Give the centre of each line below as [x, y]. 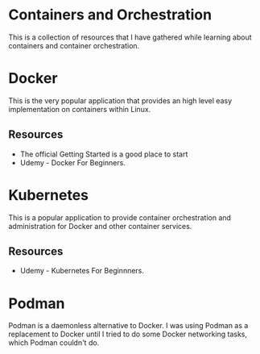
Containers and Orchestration [110, 15]
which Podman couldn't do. [54, 343]
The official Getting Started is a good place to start [104, 154]
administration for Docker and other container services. [100, 226]
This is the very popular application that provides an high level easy [120, 100]
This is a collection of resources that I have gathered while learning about [130, 37]
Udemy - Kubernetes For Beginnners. [82, 271]
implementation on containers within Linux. [80, 109]
